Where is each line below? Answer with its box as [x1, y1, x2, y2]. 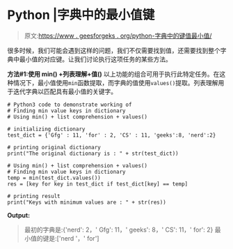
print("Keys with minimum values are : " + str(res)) [7, 199, 167, 206]
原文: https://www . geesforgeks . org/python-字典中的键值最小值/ [24, 31, 212, 40]
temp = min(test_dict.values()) [7, 174, 101, 181]
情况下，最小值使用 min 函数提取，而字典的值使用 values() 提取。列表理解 [13, 78, 218, 86]
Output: [7, 211, 30, 219]
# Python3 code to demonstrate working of [7, 101, 132, 108]
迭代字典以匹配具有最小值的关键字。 [13, 87, 117, 96]
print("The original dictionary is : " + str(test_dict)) [7, 150, 179, 157]
